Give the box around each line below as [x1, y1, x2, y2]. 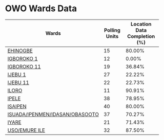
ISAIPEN [7, 103, 27, 110]
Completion [127, 33, 155, 40]
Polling [104, 26, 121, 33]
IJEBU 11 [7, 79, 29, 86]
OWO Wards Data [5, 3, 77, 14]
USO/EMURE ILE [7, 127, 45, 134]
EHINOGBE [7, 47, 33, 54]
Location [130, 21, 152, 27]
